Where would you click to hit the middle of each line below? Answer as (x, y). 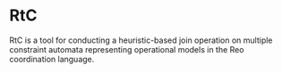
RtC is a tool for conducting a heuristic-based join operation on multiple (141, 40)
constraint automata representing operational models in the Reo (127, 49)
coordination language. (52, 59)
